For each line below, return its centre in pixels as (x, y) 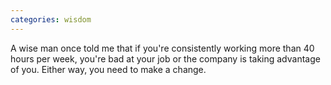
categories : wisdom (51, 19)
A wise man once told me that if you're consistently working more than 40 (162, 48)
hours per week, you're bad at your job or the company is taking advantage (165, 58)
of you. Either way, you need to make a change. (108, 69)
